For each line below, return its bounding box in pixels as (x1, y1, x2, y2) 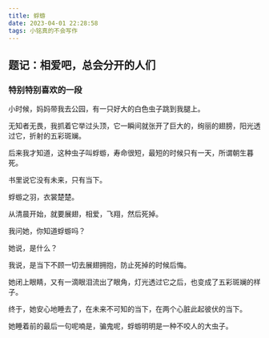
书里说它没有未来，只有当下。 (8, 175, 106, 185)
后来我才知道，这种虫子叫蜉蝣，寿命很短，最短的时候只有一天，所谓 (8, 148, 233, 158)
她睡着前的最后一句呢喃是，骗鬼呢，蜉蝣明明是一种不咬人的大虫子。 (8, 321, 233, 331)
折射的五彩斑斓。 (29, 131, 86, 141)
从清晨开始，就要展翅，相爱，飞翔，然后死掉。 (8, 209, 163, 219)
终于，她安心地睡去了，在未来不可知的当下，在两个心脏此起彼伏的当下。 (8, 304, 247, 314)
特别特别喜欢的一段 (8, 84, 82, 95)
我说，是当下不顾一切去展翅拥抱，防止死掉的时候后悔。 (8, 260, 191, 270)
